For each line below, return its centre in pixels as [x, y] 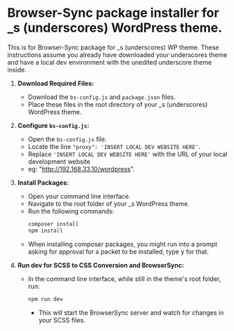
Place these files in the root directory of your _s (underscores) [118, 104]
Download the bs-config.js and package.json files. [102, 97]
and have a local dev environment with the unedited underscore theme [110, 62]
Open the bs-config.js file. [67, 139]
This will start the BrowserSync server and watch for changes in [131, 312]
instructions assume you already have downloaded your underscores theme [117, 55]
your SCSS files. [62, 320]
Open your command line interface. [79, 196]
